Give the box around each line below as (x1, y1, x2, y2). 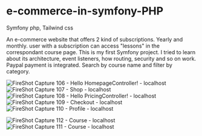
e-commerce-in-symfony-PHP (6, 4, 164, 18)
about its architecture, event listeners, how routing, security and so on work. (6, 55, 197, 62)
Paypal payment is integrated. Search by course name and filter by (6, 61, 172, 69)
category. (6, 67, 30, 75)
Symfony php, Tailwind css (6, 24, 74, 31)
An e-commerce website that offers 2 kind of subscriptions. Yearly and (6, 36, 183, 43)
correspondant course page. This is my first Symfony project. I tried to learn (6, 48, 196, 55)
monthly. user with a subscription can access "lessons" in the (6, 42, 160, 49)
